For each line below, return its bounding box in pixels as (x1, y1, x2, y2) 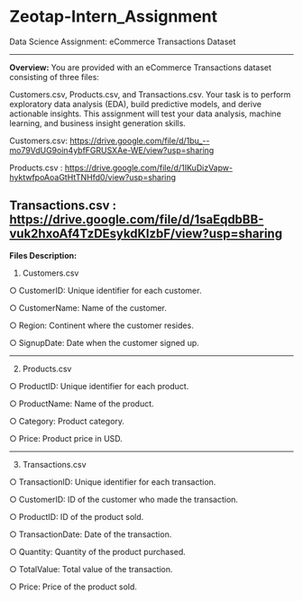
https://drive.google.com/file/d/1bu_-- (69, 135, 210, 146)
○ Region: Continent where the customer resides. (9, 320, 194, 331)
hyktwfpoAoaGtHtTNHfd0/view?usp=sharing (9, 171, 177, 182)
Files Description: (9, 250, 78, 260)
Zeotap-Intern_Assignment (9, 6, 218, 27)
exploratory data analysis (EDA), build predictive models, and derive (9, 98, 262, 109)
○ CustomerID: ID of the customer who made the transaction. (9, 494, 239, 505)
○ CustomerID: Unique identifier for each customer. (9, 285, 202, 296)
